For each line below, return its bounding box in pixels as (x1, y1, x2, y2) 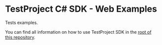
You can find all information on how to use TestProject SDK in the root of (5, 29, 152, 35)
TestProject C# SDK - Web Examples (5, 3, 157, 15)
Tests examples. (5, 20, 38, 25)
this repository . (5, 34, 36, 40)
